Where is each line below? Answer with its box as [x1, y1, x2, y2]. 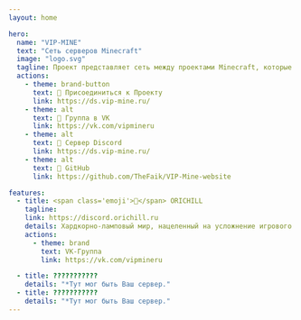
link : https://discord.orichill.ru [24, 214, 159, 223]
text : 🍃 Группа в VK [32, 114, 110, 123]
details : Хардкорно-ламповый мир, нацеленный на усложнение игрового [24, 222, 293, 231]
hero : [8, 29, 29, 39]
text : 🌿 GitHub [32, 163, 90, 172]
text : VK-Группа [41, 247, 102, 256]
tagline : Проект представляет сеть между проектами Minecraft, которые [16, 63, 293, 72]
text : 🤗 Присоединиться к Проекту [32, 87, 164, 97]
